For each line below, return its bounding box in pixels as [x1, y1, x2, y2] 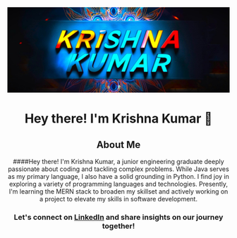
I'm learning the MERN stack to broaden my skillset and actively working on [8, 187, 229, 196]
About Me [96, 139, 141, 151]
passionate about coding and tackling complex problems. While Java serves [8, 165, 229, 173]
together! [102, 221, 135, 231]
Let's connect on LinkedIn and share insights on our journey [13, 212, 224, 222]
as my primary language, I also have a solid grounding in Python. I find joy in [8, 172, 229, 180]
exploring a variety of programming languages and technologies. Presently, [9, 180, 228, 188]
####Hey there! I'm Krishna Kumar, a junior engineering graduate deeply [13, 157, 224, 165]
